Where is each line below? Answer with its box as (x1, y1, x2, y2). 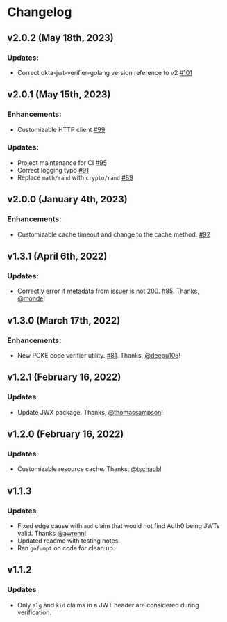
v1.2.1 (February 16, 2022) (7, 372, 121, 383)
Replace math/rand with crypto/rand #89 (17, 173, 133, 182)
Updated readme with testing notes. (17, 536, 120, 545)
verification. (17, 608, 52, 616)
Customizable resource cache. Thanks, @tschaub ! (17, 465, 162, 473)
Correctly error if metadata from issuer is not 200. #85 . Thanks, (17, 287, 199, 296)
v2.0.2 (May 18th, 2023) (7, 32, 114, 44)
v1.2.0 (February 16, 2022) (7, 429, 124, 440)
